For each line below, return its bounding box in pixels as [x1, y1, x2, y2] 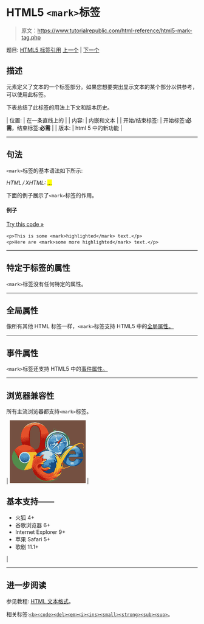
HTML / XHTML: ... [6, 179, 52, 186]
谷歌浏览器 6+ [15, 521, 50, 528]
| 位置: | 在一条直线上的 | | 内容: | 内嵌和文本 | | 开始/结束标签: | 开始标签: [6, 116, 186, 124]
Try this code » [6, 220, 44, 228]
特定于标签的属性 [6, 263, 70, 273]
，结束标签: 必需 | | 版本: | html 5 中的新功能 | [12, 124, 123, 131]
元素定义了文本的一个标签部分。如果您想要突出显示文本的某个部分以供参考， [6, 83, 198, 90]
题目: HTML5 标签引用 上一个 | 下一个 [6, 46, 100, 54]
